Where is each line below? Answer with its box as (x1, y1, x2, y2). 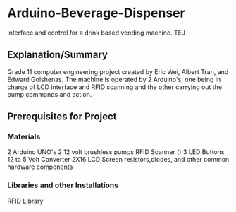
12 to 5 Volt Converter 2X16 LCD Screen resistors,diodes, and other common (7, 155, 230, 164)
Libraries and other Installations (7, 180, 118, 190)
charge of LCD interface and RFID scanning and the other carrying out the (7, 83, 223, 91)
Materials (7, 132, 41, 142)
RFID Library (7, 196, 44, 205)
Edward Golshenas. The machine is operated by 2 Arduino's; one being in (7, 75, 221, 83)
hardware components (7, 163, 73, 171)
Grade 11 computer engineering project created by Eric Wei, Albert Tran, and (7, 67, 229, 76)
